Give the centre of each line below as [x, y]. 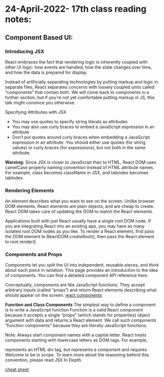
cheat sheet [17, 370]
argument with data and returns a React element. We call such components [81, 320]
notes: [18, 19]
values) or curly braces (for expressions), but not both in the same [79, 147]
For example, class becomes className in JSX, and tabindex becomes [77, 173]
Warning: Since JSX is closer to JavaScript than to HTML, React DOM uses [81, 162]
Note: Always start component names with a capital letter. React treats [76, 335]
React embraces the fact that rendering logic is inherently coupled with [76, 62]
